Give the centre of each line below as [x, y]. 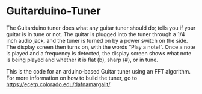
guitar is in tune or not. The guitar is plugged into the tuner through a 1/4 [96, 34]
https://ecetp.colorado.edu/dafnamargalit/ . [59, 84]
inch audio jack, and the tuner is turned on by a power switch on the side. [97, 40]
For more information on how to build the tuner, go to [72, 78]
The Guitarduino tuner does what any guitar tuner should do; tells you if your [101, 28]
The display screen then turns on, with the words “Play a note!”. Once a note [101, 47]
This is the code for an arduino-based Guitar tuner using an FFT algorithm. [99, 71]
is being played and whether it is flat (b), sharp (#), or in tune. [82, 60]
